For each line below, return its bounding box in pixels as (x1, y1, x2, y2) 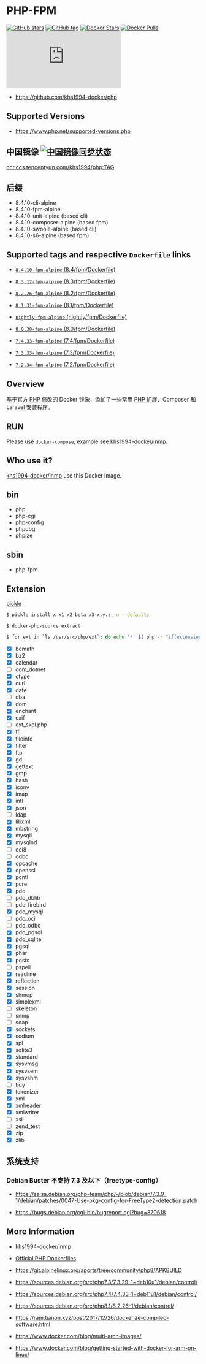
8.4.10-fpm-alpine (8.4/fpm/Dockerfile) (15, 266, 116, 273)
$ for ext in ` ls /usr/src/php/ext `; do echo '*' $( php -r (6, 634, 164, 640)
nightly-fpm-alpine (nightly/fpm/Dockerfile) (15, 313, 128, 321)
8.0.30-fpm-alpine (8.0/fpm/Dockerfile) (15, 326, 116, 333)
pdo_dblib (15, 894, 41, 901)
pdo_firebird (15, 901, 47, 908)
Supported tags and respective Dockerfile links (6, 250, 191, 260)
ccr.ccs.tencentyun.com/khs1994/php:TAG (6, 163, 115, 170)
